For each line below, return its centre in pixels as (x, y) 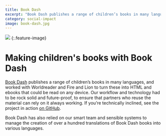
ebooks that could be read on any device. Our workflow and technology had (83, 93)
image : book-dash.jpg (27, 23)
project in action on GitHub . (33, 108)
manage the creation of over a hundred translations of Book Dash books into (83, 123)
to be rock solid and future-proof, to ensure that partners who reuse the (78, 98)
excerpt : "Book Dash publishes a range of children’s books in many (77, 14)
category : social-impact (31, 19)
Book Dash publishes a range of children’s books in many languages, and (80, 82)
